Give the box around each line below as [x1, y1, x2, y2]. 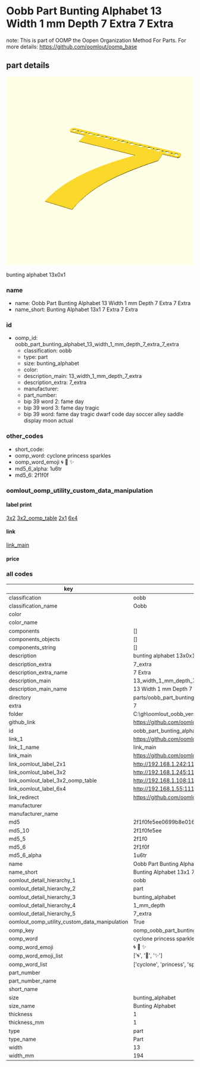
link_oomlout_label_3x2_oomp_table [8, 777, 97, 784]
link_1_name [8, 743, 40, 751]
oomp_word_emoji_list [8, 952, 63, 959]
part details [6, 60, 50, 71]
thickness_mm [8, 1019, 45, 1026]
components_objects [8, 635, 60, 642]
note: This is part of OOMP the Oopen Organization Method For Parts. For [6, 36, 186, 44]
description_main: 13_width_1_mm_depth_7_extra [23, 373, 142, 380]
